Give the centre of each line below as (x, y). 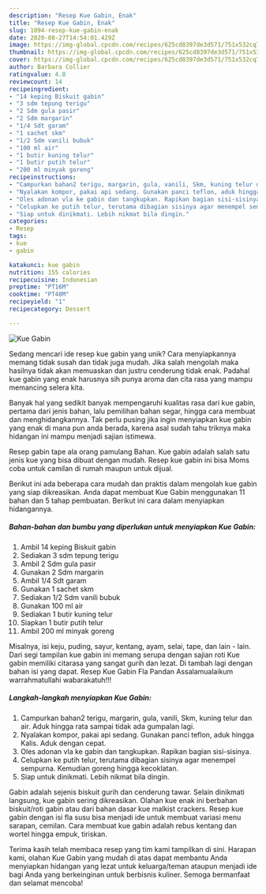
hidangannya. (31, 509)
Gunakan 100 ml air (52, 605)
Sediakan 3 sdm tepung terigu (69, 555)
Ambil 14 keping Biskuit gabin (68, 547)
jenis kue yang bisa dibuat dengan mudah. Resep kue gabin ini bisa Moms (129, 460)
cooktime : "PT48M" (39, 294)
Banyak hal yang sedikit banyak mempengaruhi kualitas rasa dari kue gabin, (132, 402)
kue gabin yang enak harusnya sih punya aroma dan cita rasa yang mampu (131, 379)
